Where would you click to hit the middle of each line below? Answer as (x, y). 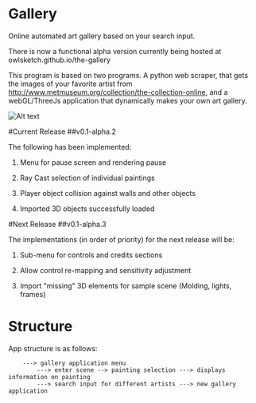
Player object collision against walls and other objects (108, 193)
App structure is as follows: (53, 348)
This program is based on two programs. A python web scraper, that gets (128, 75)
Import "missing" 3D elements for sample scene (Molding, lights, (126, 286)
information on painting (49, 377)
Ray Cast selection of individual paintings (87, 178)
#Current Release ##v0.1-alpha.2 (62, 131)
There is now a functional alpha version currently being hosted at (115, 51)
